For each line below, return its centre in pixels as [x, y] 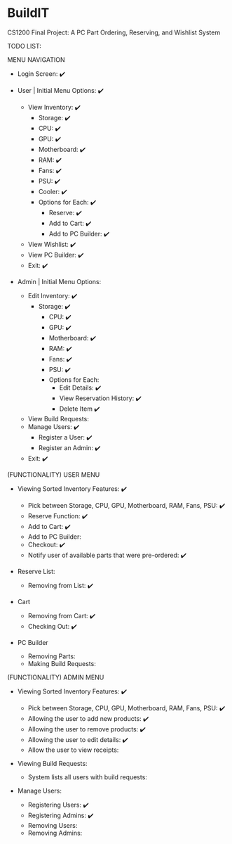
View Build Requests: [58, 418]
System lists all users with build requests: [87, 777]
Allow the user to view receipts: [73, 750]
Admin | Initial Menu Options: [59, 281]
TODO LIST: [25, 46]
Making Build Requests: [62, 663]
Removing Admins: [55, 833]
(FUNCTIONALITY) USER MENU [54, 474]
